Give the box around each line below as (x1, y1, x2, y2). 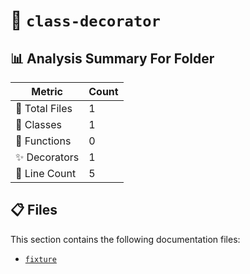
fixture (24, 254, 57, 264)
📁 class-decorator (10, 9, 161, 32)
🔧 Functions (15, 134, 72, 148)
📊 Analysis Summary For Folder (10, 50, 215, 67)
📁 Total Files (15, 102, 73, 115)
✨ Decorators (15, 150, 80, 164)
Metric (31, 85, 63, 98)
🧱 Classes (15, 118, 63, 131)
